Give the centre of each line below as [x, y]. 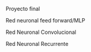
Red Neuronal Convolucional [41, 32]
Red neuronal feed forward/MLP [45, 20]
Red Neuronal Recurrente [37, 44]
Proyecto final [23, 9]
